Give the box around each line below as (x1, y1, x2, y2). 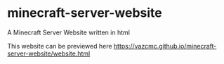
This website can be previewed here (7, 41, 112, 50)
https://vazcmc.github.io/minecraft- (113, 41, 217, 50)
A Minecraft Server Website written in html (7, 28, 130, 37)
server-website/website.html (7, 49, 91, 58)
